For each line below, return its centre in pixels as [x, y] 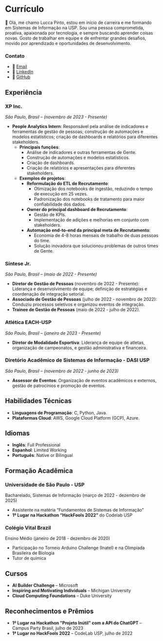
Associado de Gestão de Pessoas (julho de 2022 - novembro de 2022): [84, 299]
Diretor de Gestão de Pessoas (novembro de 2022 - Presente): [76, 284]
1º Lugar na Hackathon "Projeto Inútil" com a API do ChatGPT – [77, 623]
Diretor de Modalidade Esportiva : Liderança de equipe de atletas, [78, 342]
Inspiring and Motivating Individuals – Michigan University [72, 591]
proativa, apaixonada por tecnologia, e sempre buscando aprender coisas [79, 33]
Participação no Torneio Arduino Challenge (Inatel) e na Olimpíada [78, 548]
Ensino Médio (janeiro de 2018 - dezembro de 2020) [58, 538]
